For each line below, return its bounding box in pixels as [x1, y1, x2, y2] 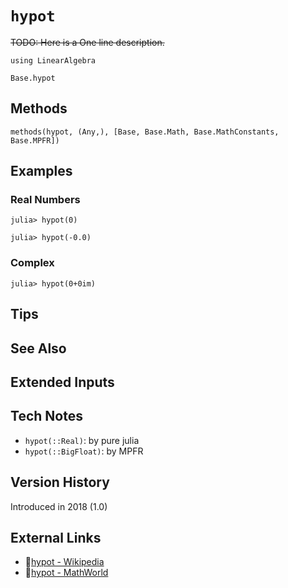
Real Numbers [10, 193, 81, 207]
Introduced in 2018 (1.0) [10, 500, 108, 512]
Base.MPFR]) [10, 135, 60, 146]
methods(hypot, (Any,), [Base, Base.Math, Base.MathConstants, [10, 127, 280, 137]
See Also [10, 340, 67, 357]
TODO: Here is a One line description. [10, 36, 165, 48]
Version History [10, 474, 110, 491]
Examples [10, 163, 73, 180]
